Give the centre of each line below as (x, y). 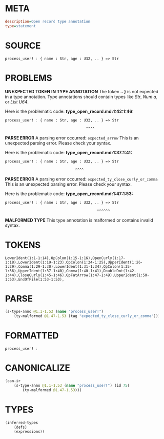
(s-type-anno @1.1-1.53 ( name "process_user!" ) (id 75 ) (72, 385)
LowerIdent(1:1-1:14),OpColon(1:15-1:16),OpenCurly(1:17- (65, 258)
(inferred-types (21, 422)
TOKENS (23, 245)
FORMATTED (32, 336)
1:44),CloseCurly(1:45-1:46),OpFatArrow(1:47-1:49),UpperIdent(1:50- (77, 275)
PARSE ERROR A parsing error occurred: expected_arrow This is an (72, 138)
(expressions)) (29, 432)
